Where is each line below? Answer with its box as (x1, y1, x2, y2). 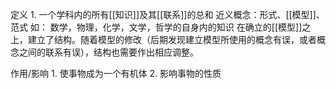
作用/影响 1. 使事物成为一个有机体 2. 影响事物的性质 (10, 68, 222, 79)
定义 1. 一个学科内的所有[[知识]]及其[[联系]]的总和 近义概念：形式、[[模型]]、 (10, 9, 325, 20)
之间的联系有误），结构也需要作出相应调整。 (18, 46, 199, 58)
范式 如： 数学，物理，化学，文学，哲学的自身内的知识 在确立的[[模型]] (10, 21, 303, 33)
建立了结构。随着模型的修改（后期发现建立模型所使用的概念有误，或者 (27, 34, 317, 45)
